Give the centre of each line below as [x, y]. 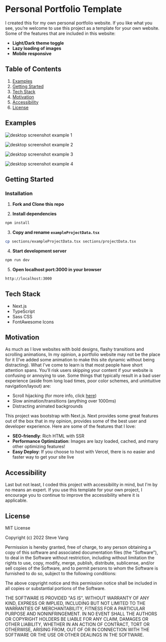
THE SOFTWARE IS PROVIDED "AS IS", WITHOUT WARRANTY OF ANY [77, 598]
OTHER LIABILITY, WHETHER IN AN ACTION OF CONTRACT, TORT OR [77, 624]
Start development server [39, 251]
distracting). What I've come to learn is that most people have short [74, 365]
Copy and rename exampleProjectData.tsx [56, 233]
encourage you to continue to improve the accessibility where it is [72, 495]
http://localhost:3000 [28, 279]
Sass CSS [22, 316]
